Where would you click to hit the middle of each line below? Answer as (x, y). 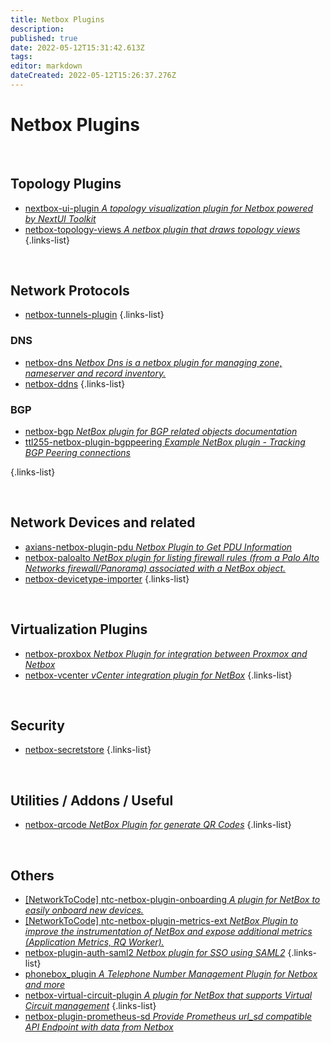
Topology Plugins (66, 184)
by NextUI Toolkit (60, 218)
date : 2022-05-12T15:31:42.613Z (77, 47)
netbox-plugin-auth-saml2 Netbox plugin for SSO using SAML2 (155, 953)
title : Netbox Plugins (57, 19)
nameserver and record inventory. (95, 373)
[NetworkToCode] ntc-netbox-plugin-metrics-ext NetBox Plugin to (161, 921)
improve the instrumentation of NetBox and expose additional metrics (168, 932)
